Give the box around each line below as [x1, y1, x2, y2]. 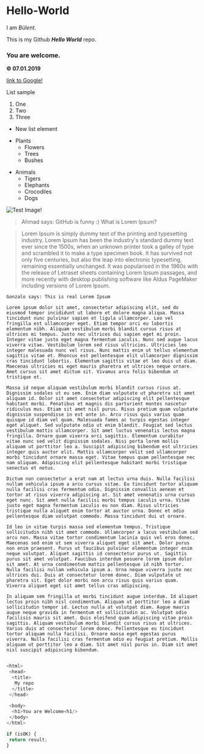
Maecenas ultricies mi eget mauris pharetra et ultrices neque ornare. [6, 363, 192, 370]
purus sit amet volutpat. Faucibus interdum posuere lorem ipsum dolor [6, 556, 192, 563]
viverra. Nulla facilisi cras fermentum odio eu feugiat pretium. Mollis [6, 637, 199, 643]
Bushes [24, 157, 44, 164]
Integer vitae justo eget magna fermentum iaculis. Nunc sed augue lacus [6, 337, 199, 343]
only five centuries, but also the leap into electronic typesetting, [21, 256, 182, 264]
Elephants [24, 182, 50, 189]
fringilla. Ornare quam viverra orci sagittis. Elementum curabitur [6, 433, 184, 439]
